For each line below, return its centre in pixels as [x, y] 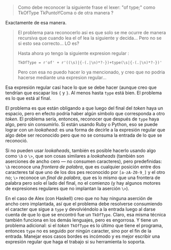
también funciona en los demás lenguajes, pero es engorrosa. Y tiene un [82, 220]
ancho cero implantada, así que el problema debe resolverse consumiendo [84, 204]
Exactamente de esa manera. [36, 23]
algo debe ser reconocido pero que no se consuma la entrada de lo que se [84, 135]
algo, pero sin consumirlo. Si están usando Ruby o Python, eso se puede [82, 124]
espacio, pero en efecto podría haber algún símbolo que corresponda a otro [85, 114]
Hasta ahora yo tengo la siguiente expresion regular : [73, 53]
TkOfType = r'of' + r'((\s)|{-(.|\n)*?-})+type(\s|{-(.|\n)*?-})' [90, 63]
